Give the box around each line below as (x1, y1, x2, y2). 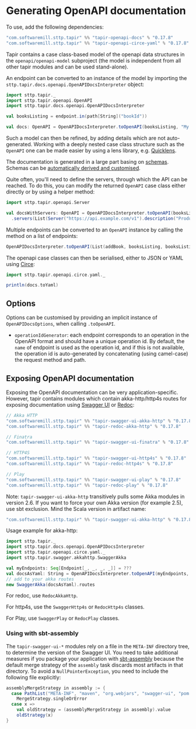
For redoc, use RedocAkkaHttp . (6, 592, 78, 599)
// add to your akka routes (6, 576, 75, 582)
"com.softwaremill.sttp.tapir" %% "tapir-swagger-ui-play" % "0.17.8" (6, 476, 181, 483)
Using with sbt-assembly (6, 630, 79, 638)
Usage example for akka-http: (6, 527, 78, 534)
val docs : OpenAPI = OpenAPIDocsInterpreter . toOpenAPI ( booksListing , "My (6, 124, 190, 130)
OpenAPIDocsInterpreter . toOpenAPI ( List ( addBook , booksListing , (6, 244, 163, 250)
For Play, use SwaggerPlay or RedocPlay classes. (6, 615, 120, 622)
